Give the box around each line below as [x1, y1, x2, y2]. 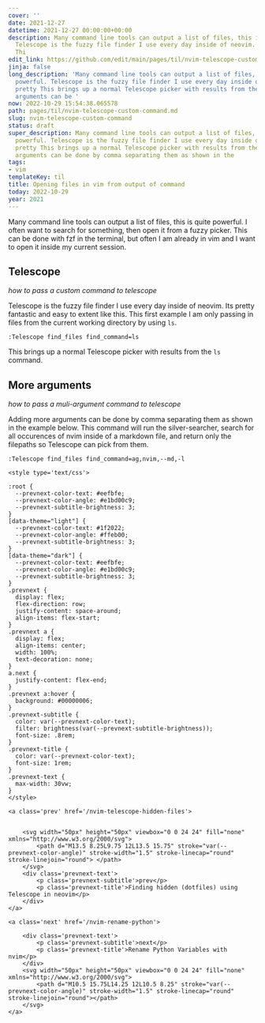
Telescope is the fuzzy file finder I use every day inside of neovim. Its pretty [8, 301, 255, 310]
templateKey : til [8, 173, 65, 182]
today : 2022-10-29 [8, 187, 69, 196]
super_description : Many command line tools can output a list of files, [8, 129, 256, 137]
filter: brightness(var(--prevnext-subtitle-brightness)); [15, 724, 214, 733]
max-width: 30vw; [15, 780, 73, 788]
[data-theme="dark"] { [8, 552, 83, 560]
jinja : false [8, 63, 51, 71]
